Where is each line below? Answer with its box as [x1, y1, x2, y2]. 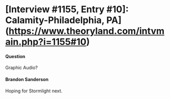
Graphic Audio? [5, 65, 38, 71]
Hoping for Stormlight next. [5, 88, 63, 94]
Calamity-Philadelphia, [5, 14, 105, 26]
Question [5, 53, 26, 59]
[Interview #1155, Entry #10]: [5, 4, 129, 15]
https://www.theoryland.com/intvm [8, 26, 165, 37]
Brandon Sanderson [5, 76, 49, 82]
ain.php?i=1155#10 [5, 36, 87, 48]
